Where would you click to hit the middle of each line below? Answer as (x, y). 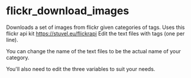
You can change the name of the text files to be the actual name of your (94, 51)
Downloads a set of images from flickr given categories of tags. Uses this (96, 27)
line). (12, 40)
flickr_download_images (68, 11)
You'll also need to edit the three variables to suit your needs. (81, 69)
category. (18, 57)
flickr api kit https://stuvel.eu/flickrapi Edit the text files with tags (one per (96, 33)
